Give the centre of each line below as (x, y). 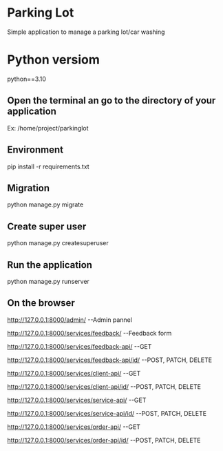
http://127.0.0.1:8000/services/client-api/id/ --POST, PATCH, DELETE (104, 386)
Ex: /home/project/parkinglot (48, 128)
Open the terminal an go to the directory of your (111, 100)
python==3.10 (27, 79)
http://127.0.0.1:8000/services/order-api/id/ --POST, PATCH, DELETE (104, 440)
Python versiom (53, 60)
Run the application (50, 265)
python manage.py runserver (48, 281)
